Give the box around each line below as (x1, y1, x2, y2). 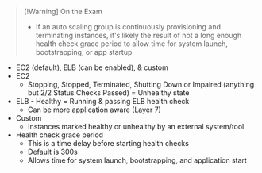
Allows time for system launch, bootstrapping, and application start (27, 156, 248, 165)
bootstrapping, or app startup (35, 48, 133, 56)
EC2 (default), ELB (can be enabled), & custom (15, 63, 168, 72)
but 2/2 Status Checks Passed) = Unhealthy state (27, 88, 190, 98)
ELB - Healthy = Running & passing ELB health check (15, 97, 190, 106)
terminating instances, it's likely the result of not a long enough (35, 31, 242, 40)
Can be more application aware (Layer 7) (27, 105, 161, 114)
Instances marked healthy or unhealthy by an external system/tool (27, 122, 245, 131)
